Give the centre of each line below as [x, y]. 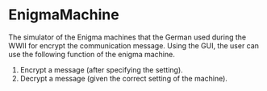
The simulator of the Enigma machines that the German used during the [127, 37]
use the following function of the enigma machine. [92, 54]
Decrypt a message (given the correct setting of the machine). [124, 78]
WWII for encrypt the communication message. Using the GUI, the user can [134, 45]
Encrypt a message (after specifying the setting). [101, 69]
